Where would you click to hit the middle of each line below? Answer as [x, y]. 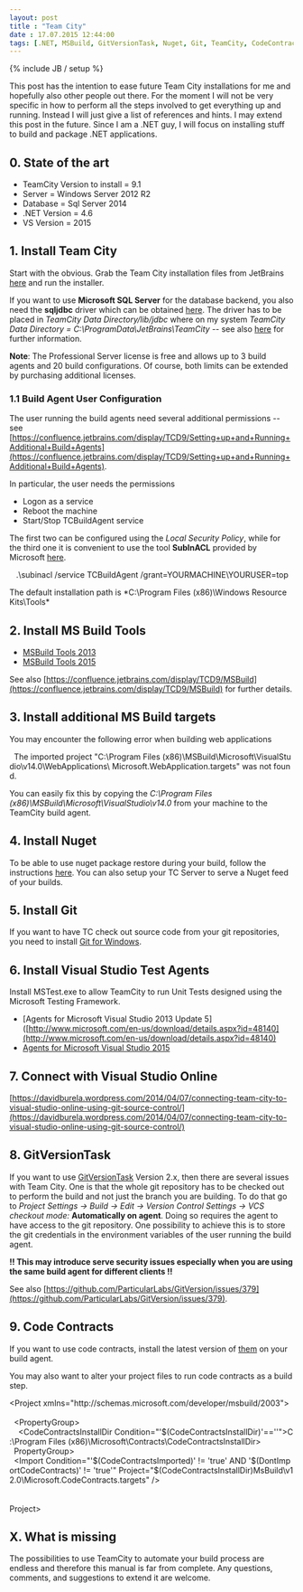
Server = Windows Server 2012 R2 [87, 194]
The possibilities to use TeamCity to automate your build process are [137, 1559]
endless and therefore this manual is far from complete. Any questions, [141, 1568]
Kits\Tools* [30, 602]
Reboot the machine [60, 511]
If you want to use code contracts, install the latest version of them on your [149, 1349]
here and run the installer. [57, 282]
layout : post [34, 18]
